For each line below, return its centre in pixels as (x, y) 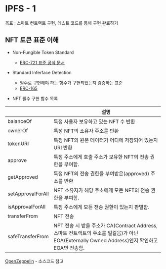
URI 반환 (63, 148)
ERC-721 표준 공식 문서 (42, 62)
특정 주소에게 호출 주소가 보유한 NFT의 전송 (101, 157)
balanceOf (20, 121)
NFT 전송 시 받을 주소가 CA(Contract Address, (106, 225)
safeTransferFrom (28, 236)
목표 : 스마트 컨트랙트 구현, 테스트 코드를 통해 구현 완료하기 (62, 23)
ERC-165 (29, 88)
